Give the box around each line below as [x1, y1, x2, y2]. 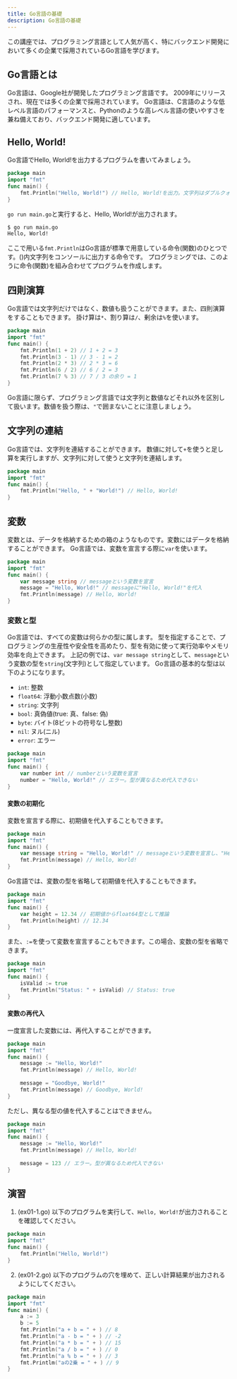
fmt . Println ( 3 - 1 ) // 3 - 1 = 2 [20, 354, 119, 361]
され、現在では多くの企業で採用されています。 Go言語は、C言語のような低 [7, 97, 226, 106]
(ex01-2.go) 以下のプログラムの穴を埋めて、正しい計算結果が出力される [17, 1270, 226, 1279]
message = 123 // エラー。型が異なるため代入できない [20, 1160, 164, 1167]
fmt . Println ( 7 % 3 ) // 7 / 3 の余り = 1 [20, 373, 138, 380]
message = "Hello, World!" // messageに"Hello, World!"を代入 [20, 584, 202, 591]
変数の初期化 [7, 799, 44, 808]
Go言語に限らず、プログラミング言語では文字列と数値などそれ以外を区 [7, 393, 213, 402]
